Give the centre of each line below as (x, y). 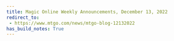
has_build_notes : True (35, 29)
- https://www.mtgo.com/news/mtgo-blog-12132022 (72, 23)
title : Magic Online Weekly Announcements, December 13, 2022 (87, 12)
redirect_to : (23, 17)
